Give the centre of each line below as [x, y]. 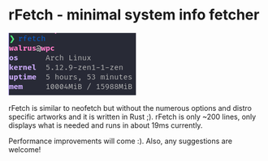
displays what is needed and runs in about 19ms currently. [106, 125]
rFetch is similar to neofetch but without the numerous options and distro [130, 108]
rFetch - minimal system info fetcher [134, 15]
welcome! [25, 149]
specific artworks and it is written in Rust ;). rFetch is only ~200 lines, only [132, 117]
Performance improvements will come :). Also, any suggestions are [121, 141]
